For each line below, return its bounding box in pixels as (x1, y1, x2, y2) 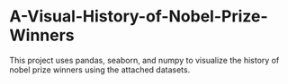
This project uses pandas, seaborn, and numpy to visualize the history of (9, 55, 280, 65)
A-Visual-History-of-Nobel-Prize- (9, 6, 268, 27)
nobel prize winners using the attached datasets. (9, 64, 191, 75)
